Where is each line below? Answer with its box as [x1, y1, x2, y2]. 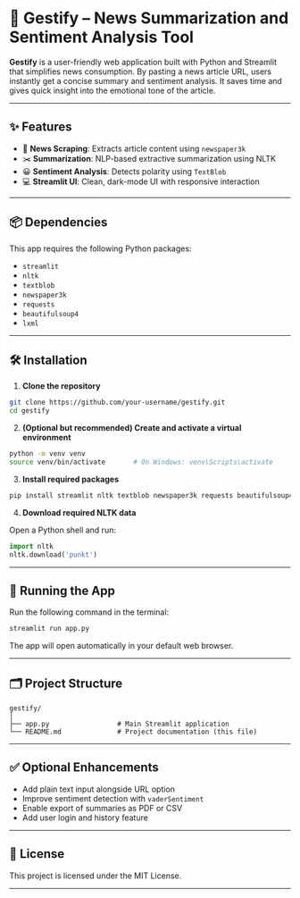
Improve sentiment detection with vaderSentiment [21, 793, 204, 803]
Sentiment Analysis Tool [9, 27, 195, 47]
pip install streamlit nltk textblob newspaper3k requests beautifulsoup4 [9, 491, 294, 499]
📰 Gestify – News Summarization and [9, 8, 289, 29]
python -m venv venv [9, 449, 87, 458]
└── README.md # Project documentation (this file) [9, 727, 257, 736]
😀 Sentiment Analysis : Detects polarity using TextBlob [21, 165, 227, 177]
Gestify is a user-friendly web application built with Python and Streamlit [9, 56, 278, 67]
